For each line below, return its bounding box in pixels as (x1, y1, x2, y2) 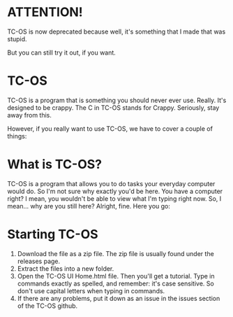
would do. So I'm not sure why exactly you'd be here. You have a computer (7, 187, 223, 195)
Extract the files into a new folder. (17, 264, 114, 273)
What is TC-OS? (7, 157, 103, 172)
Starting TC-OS (7, 227, 99, 242)
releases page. (17, 257, 61, 265)
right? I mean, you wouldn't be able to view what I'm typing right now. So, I (7, 194, 222, 203)
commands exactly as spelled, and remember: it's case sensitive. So (17, 279, 214, 288)
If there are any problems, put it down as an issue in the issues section (17, 294, 220, 302)
